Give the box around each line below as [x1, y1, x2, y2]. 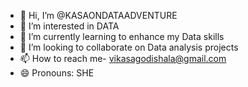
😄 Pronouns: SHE [19, 67, 95, 79]
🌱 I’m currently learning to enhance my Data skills [19, 31, 225, 42]
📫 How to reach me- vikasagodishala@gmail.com [19, 53, 227, 64]
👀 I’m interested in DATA [19, 20, 120, 32]
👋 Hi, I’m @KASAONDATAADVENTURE [19, 10, 178, 21]
